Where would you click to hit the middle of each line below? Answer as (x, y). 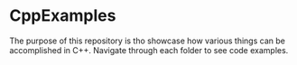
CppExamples (63, 16)
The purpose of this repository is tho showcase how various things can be (148, 41)
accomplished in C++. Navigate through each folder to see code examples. (149, 50)
